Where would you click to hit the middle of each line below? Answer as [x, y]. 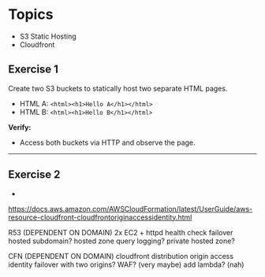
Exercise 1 [34, 70]
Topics [31, 15]
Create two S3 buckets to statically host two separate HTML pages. [118, 88]
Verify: [20, 127]
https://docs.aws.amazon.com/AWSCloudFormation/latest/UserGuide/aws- [131, 209]
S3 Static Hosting [48, 36]
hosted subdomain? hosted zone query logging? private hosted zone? [121, 241]
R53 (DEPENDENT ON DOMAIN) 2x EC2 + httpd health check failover [121, 232]
